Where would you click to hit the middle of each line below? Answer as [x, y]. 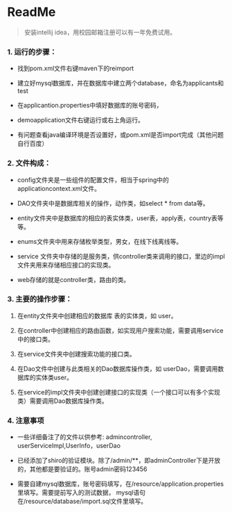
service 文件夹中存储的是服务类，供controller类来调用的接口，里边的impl [121, 256]
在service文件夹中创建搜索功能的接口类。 [77, 354]
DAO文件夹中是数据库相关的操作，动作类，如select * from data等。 [113, 203]
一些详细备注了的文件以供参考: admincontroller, [84, 437]
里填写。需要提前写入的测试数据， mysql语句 [81, 493]
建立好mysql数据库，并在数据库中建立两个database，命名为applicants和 [121, 83]
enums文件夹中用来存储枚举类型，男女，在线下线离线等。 [100, 241]
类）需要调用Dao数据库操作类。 [63, 401]
